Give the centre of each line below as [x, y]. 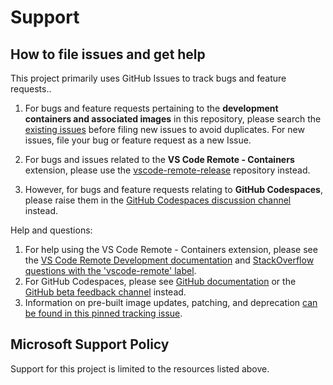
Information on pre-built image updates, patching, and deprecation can [171, 302]
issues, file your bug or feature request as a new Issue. [138, 140]
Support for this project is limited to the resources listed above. [140, 368]
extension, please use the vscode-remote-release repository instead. [167, 170]
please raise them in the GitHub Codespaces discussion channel [158, 200]
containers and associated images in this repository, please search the [173, 119]
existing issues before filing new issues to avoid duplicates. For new [164, 129]
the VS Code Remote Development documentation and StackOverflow [169, 260]
